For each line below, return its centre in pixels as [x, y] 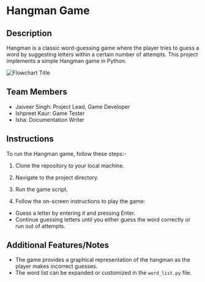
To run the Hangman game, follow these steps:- [66, 154]
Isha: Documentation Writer [50, 119]
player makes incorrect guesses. [56, 266]
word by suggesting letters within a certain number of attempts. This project [102, 54]
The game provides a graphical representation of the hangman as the [103, 260]
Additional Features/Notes [58, 245]
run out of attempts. [40, 226]
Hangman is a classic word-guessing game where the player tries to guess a [103, 48]
